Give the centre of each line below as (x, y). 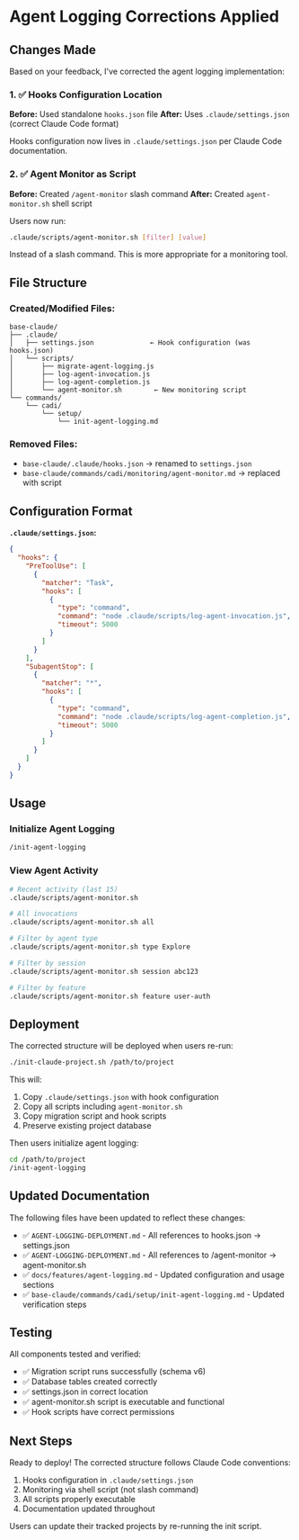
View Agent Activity (54, 870)
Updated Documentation (79, 1196)
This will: (26, 1080)
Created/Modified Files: (62, 308)
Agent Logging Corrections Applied (145, 17)
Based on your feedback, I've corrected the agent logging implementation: (147, 71)
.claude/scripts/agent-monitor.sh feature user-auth (110, 996)
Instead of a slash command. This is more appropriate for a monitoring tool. (149, 255)
